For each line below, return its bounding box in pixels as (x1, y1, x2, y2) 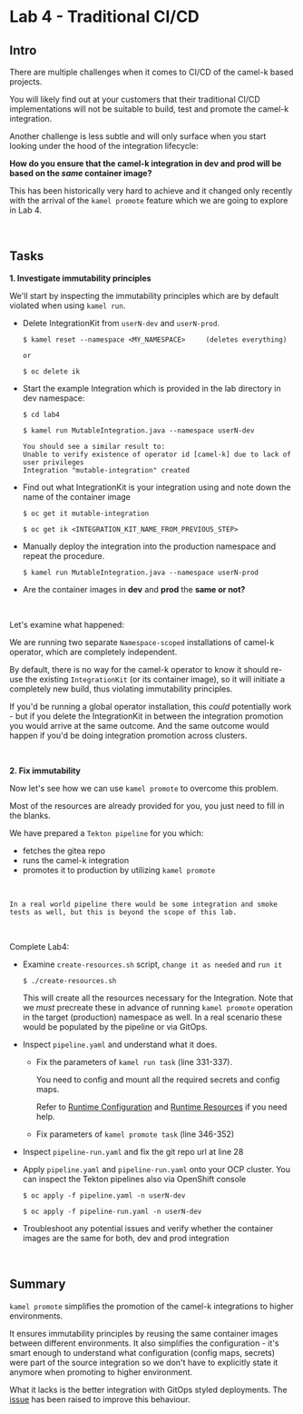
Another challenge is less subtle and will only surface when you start (9, 131, 267, 142)
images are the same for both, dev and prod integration (22, 1232, 230, 1243)
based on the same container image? (9, 168, 152, 178)
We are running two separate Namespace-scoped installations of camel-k (9, 636, 275, 647)
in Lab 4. (9, 204, 43, 215)
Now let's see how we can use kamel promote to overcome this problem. (9, 782, 279, 793)
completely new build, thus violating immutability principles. (9, 683, 233, 694)
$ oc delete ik (22, 366, 81, 376)
